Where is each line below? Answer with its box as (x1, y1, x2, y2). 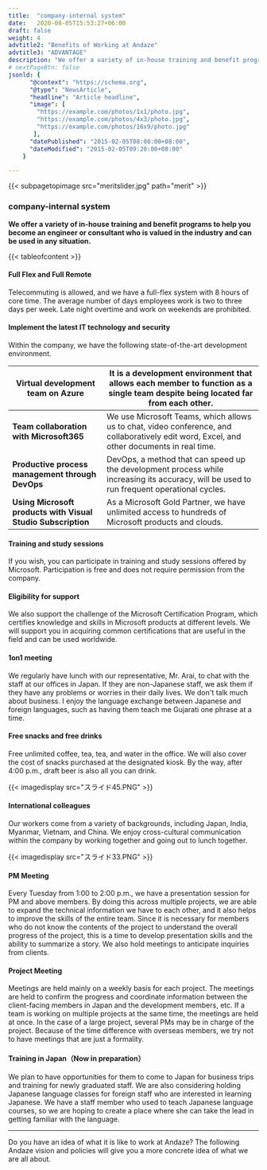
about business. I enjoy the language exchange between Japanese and (8, 696, 242, 706)
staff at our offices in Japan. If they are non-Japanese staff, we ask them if (8, 679, 253, 689)
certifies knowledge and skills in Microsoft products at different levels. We (8, 618, 250, 628)
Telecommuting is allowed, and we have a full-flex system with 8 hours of (8, 288, 249, 297)
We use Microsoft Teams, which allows (106, 411, 252, 422)
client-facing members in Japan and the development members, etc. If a (8, 1000, 245, 1010)
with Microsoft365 (12, 431, 85, 442)
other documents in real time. (106, 440, 216, 452)
